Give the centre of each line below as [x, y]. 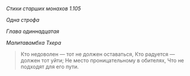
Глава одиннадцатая [33, 31]
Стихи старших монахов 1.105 [44, 9]
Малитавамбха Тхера [34, 43]
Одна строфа [23, 20]
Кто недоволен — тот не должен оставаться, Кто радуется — [98, 54]
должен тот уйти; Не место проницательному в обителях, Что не [102, 60]
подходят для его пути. [50, 67]
